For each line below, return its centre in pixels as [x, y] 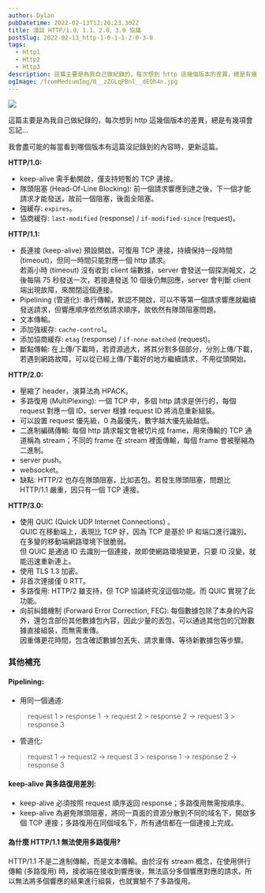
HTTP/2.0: [26, 374]
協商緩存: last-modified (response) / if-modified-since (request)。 [130, 218]
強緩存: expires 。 [48, 208]
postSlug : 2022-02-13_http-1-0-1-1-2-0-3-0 [81, 38]
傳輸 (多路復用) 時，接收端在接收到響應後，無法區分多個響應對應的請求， [127, 871]
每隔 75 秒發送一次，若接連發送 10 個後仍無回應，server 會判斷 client [138, 280]
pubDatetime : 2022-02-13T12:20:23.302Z [74, 23]
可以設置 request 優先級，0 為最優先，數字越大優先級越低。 [117, 420]
